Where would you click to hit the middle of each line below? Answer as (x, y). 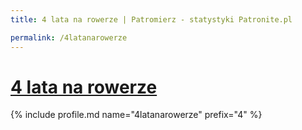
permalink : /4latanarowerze (69, 37)
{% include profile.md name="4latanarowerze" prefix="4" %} (136, 115)
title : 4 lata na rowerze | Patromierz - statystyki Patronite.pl (151, 19)
